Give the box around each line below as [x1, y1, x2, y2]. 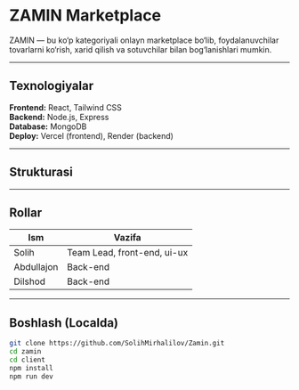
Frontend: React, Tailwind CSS [9, 102, 123, 112]
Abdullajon [13, 261, 59, 273]
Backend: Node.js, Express [9, 111, 109, 122]
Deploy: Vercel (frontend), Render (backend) [9, 130, 174, 141]
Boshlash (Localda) [9, 315, 118, 330]
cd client [9, 355, 46, 364]
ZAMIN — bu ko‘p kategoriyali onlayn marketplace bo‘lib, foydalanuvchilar [9, 35, 279, 45]
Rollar [9, 205, 43, 220]
